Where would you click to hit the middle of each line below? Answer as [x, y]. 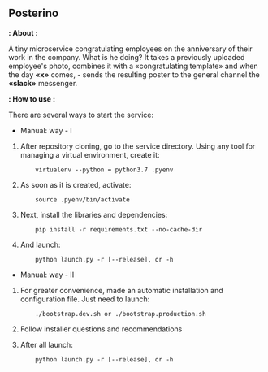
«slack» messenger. [43, 83]
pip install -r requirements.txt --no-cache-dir [119, 229]
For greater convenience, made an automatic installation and [121, 290]
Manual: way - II [47, 275]
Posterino [34, 13]
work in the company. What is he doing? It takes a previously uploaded [127, 57]
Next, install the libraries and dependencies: [94, 214]
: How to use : [32, 99]
